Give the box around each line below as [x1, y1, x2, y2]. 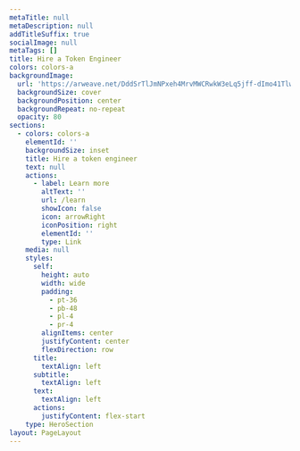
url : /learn [41, 196, 87, 205]
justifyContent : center [41, 337, 129, 346]
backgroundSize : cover [17, 88, 102, 96]
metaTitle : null [9, 13, 70, 22]
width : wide [41, 279, 87, 288]
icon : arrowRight [41, 212, 105, 221]
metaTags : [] [9, 46, 58, 55]
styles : [25, 254, 54, 263]
